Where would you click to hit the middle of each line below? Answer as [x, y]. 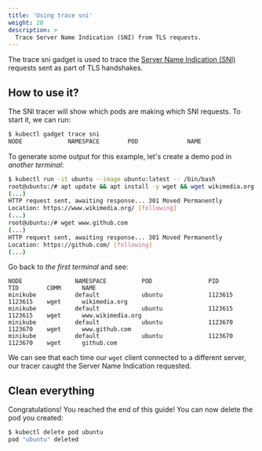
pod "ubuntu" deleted [44, 440]
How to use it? [44, 92]
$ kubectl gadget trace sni [54, 134]
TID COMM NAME [52, 288]
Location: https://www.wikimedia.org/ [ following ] [93, 209]
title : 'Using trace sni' [50, 15]
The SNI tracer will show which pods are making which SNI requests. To [125, 111]
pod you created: [36, 418]
